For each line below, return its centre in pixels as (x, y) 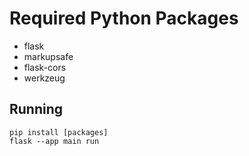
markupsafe (48, 56)
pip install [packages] (59, 132)
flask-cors (45, 67)
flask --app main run (54, 141)
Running (36, 109)
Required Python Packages (124, 18)
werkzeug (44, 78)
